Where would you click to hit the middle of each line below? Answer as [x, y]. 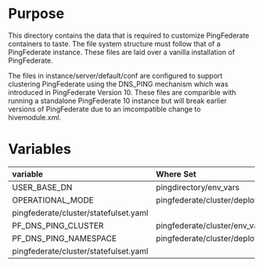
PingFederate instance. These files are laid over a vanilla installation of [122, 52]
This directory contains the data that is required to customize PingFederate [129, 35]
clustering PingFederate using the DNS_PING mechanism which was [118, 84]
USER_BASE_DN [42, 187]
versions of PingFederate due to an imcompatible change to [104, 109]
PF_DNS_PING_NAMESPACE [65, 238]
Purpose [36, 14]
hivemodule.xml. [34, 117]
